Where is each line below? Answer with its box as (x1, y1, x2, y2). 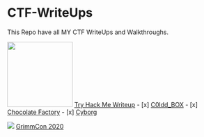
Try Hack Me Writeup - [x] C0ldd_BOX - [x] (74, 100, 198, 108)
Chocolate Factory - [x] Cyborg (7, 108, 97, 116)
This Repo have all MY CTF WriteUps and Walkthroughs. (7, 28, 169, 36)
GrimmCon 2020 (15, 122, 64, 130)
